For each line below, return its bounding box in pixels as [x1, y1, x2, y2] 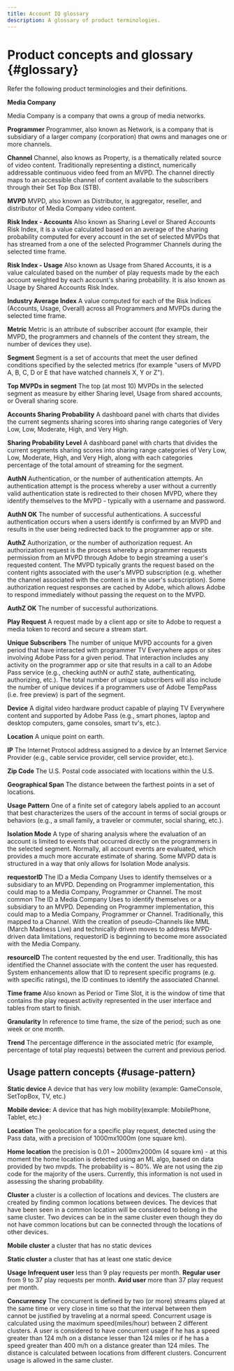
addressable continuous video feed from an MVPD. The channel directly [7, 168, 215, 177]
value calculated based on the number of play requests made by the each [7, 268, 220, 277]
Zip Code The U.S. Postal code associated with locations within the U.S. [7, 767, 214, 775]
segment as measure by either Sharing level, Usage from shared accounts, [7, 389, 222, 398]
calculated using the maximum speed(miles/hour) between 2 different [7, 1319, 208, 1328]
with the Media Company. [7, 940, 81, 948]
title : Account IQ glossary [7, 10, 89, 17]
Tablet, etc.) [7, 1113, 42, 1122]
